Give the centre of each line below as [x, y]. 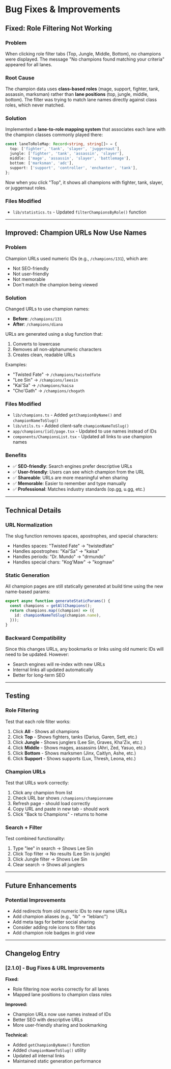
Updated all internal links [39, 1055]
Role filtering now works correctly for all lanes [61, 989]
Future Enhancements [41, 885]
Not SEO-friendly [31, 268]
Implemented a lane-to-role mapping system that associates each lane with [85, 129]
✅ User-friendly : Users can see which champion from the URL [78, 472]
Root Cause [20, 77]
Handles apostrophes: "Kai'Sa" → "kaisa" [56, 551]
